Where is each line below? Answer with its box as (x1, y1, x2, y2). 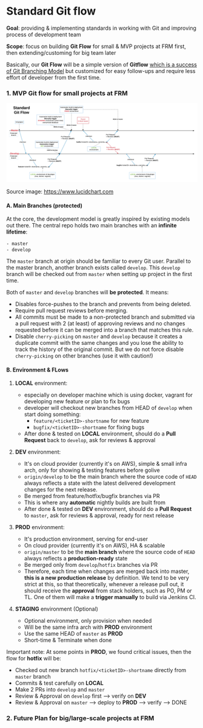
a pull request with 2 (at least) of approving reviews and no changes (15, 320, 185, 327)
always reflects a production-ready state (24, 555, 128, 562)
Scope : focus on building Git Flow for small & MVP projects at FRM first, (6, 43, 187, 50)
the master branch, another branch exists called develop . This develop (6, 264, 181, 271)
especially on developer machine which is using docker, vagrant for (24, 391, 193, 399)
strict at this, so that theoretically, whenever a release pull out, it (24, 581, 184, 588)
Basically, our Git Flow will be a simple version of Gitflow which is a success (6, 61, 197, 68)
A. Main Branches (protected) (6, 202, 83, 209)
